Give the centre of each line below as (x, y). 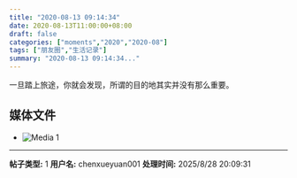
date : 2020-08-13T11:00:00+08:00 (71, 26)
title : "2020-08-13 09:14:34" (65, 17)
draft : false (33, 34)
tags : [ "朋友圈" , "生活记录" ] (58, 50)
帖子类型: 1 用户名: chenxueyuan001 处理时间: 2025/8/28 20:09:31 (130, 164)
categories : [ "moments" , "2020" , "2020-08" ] (88, 42)
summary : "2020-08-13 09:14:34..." (75, 58)
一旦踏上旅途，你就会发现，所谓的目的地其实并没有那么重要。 (122, 85)
